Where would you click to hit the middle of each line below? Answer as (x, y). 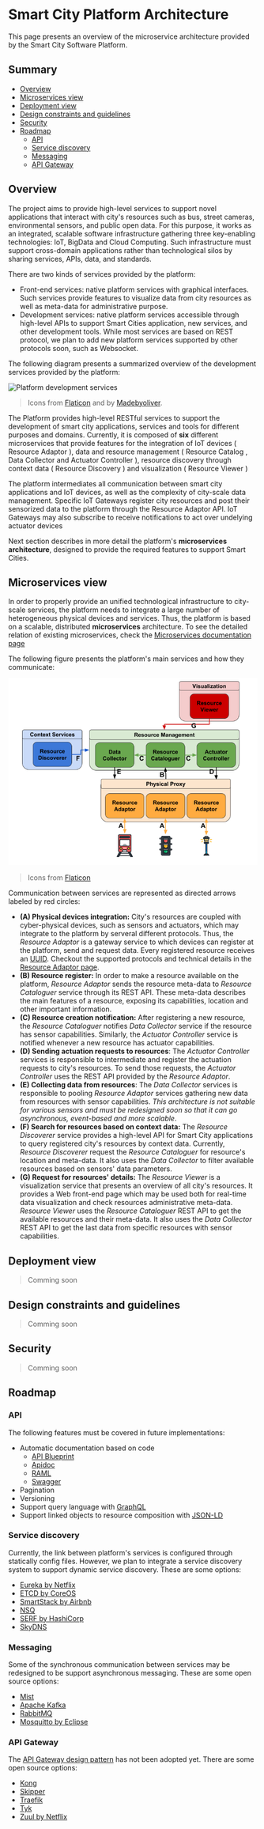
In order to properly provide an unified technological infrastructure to (121, 602)
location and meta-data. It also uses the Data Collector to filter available (137, 1161)
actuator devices (36, 525)
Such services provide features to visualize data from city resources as (135, 297)
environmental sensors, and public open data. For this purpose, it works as (130, 225)
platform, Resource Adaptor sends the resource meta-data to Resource (136, 984)
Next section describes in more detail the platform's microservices (118, 541)
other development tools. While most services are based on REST (126, 331)
